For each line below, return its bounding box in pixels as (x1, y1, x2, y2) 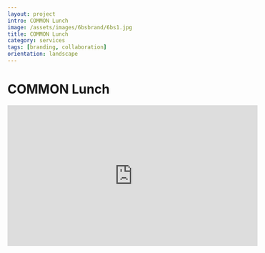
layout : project (7, 10, 56, 18)
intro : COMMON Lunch (7, 17, 69, 24)
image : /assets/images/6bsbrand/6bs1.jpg (7, 24, 133, 31)
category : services (7, 37, 66, 44)
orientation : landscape (7, 51, 79, 58)
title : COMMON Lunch (7, 30, 69, 38)
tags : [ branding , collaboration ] (7, 44, 107, 51)
